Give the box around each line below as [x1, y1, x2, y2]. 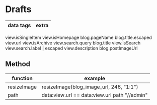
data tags [8, 22, 31, 29]
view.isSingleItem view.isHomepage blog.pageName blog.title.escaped [5, 34, 152, 40]
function [12, 75, 33, 82]
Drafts [5, 4, 32, 15]
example [84, 75, 106, 82]
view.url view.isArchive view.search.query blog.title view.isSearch [5, 39, 141, 46]
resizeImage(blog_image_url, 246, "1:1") [41, 83, 138, 90]
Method [5, 60, 31, 69]
